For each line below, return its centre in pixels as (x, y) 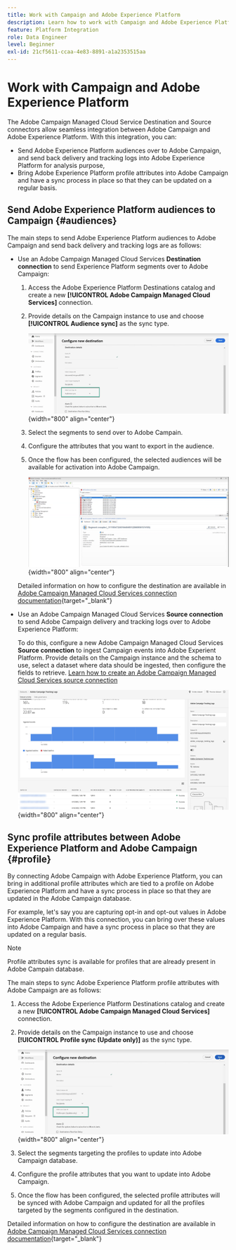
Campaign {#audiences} (62, 221)
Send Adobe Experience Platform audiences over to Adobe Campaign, (119, 150)
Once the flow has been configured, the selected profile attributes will (118, 1195)
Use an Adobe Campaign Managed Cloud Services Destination (109, 259)
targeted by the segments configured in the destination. (98, 1210)
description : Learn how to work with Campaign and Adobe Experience (110, 22)
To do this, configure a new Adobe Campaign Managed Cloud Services (120, 643)
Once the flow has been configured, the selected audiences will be (125, 460)
